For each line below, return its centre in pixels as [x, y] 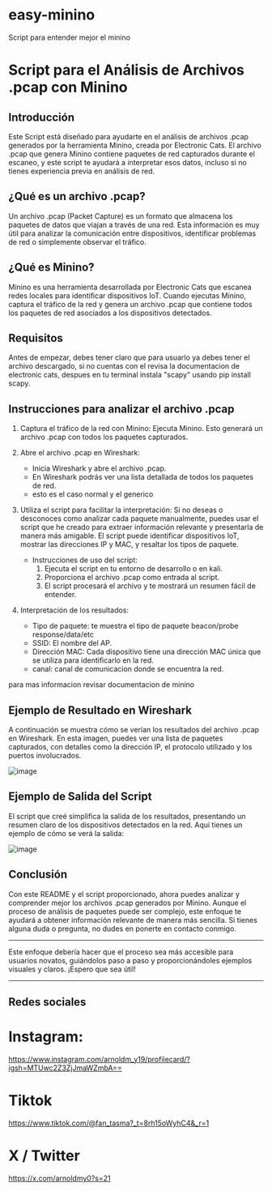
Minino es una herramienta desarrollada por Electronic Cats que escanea [130, 287]
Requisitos [36, 338]
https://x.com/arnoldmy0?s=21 [59, 1178]
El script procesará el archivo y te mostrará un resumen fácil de [150, 586]
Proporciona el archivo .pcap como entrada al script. [132, 578]
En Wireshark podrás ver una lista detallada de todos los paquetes [142, 477]
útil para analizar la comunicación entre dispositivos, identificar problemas [132, 233]
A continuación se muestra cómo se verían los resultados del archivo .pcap [134, 730]
